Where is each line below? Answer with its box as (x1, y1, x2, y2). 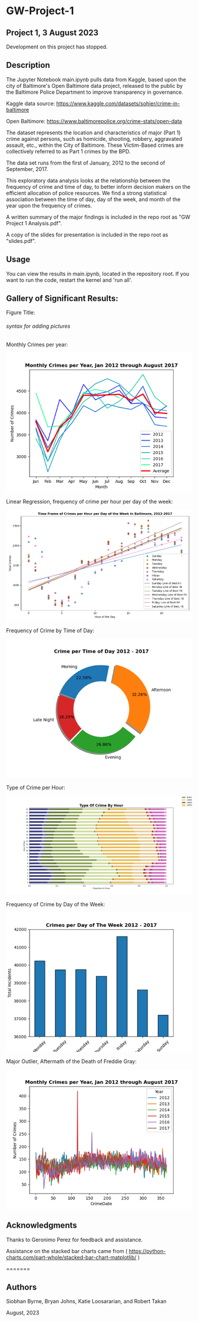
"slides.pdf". (6, 237, 37, 244)
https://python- (128, 1247, 166, 1254)
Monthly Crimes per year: (6, 341, 68, 348)
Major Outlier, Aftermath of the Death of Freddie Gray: (6, 1057, 137, 1065)
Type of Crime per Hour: (6, 784, 65, 791)
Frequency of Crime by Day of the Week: (6, 900, 105, 907)
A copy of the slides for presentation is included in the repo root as (6, 231, 169, 238)
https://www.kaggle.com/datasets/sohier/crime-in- (56, 100, 180, 107)
